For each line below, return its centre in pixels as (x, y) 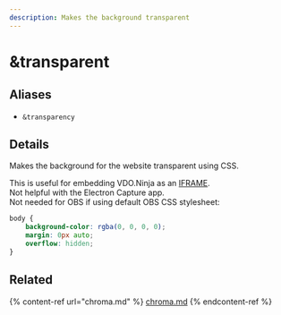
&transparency (48, 117)
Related (31, 280)
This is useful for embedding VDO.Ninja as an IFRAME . (110, 183)
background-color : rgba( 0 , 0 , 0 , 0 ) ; (96, 227)
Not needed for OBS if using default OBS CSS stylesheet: (115, 202)
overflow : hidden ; (60, 244)
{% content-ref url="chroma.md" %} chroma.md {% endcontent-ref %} (141, 302)
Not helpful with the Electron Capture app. (87, 192)
